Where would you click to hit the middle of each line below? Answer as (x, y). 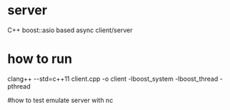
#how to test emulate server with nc (60, 100)
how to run (40, 59)
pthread (19, 86)
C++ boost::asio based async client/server (70, 30)
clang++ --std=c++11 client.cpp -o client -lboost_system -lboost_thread (113, 79)
